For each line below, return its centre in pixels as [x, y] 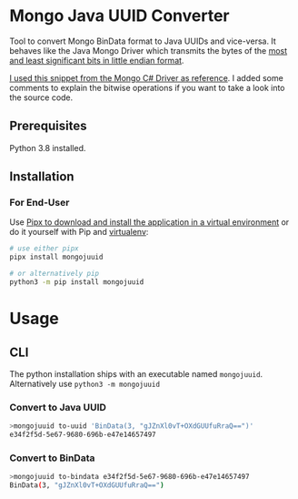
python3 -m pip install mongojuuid [77, 282]
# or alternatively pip [55, 274]
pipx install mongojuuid [56, 257]
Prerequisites [48, 126]
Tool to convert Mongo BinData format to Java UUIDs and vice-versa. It [143, 41]
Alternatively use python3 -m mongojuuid [85, 383]
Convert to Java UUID [58, 407]
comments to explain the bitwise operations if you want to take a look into [147, 87]
